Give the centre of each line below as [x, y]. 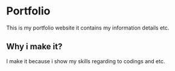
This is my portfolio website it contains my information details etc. [88, 28]
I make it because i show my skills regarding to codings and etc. [86, 61]
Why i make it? [34, 47]
